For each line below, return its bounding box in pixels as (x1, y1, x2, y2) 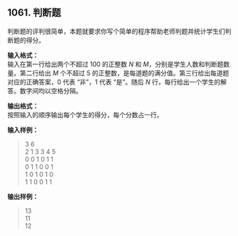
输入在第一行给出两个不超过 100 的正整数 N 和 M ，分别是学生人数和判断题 (7, 60, 224, 68)
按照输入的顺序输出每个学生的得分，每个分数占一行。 (7, 110, 163, 119)
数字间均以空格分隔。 (19, 86, 82, 95)
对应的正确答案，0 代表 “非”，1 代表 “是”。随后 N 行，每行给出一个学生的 (7, 77, 221, 86)
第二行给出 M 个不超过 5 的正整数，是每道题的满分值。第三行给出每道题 (19, 68, 229, 77)
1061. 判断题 (7, 6, 62, 19)
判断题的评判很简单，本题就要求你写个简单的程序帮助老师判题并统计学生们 (7, 27, 225, 36)
